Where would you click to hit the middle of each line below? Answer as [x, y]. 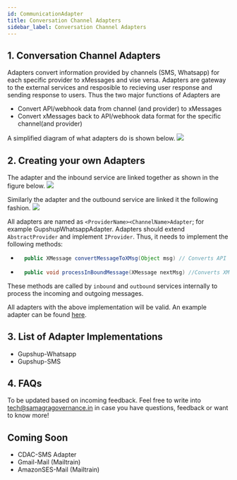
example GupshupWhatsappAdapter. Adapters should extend [96, 229]
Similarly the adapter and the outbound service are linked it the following [113, 199]
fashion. [19, 208]
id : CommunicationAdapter [45, 14]
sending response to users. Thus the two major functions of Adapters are [114, 95]
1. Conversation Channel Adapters [84, 55]
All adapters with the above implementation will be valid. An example [107, 307]
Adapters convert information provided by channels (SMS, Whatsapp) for [114, 73]
